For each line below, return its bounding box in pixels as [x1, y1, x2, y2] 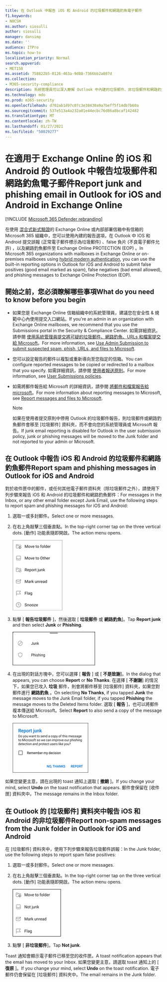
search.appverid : [5, 60, 41, 66]
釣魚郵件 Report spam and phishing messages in [5, 464, 157, 472]
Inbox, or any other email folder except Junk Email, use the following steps [5, 497, 158, 503]
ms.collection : [5, 76, 37, 82]
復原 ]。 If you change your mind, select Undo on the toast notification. [5, 966, 150, 972]
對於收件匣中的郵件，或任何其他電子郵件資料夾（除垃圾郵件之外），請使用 [5, 486, 156, 491]
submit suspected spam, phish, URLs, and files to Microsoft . [12, 345, 136, 352]
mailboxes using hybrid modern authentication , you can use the [25, 256, 156, 262]
